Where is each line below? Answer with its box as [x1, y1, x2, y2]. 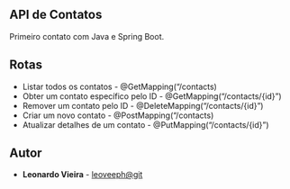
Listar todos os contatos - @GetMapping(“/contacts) [22, 81, 218, 92]
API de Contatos [9, 7, 103, 22]
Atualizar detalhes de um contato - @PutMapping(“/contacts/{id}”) [22, 119, 269, 130]
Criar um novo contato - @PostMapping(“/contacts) [22, 110, 214, 121]
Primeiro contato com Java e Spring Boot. [9, 31, 165, 41]
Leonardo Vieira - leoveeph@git [22, 169, 143, 180]
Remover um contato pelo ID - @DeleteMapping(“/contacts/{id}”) [22, 100, 264, 111]
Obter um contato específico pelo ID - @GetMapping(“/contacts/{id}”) [22, 90, 282, 102]
